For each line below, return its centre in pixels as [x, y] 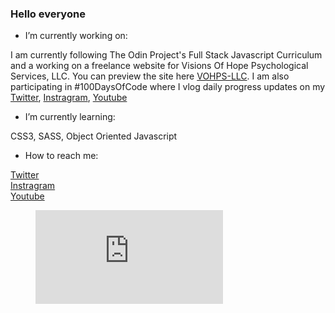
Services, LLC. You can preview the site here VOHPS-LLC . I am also [150, 76]
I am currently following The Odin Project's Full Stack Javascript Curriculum [166, 55]
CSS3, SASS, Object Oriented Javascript [94, 136]
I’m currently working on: [76, 36]
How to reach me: [61, 156]
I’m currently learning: [70, 117]
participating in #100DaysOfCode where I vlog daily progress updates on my [168, 87]
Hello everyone [48, 14]
